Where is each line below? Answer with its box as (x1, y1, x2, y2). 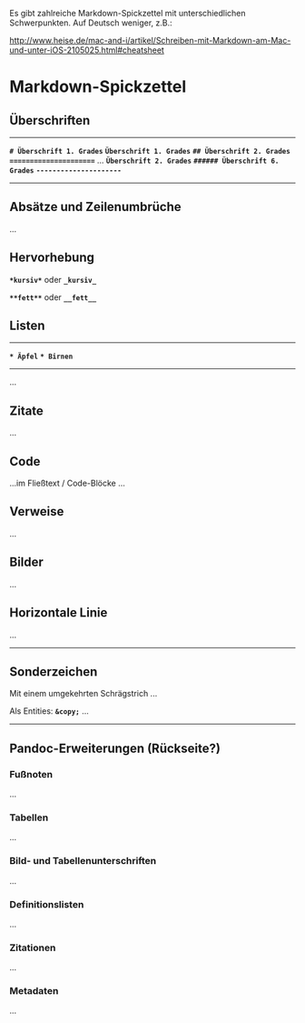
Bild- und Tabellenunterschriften (9, 855, 157, 868)
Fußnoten (9, 767, 53, 780)
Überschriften (9, 113, 91, 128)
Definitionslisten (9, 898, 84, 910)
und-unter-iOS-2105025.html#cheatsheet (9, 45, 165, 55)
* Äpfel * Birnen (9, 352, 74, 362)
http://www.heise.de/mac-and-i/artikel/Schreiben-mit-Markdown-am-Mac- (9, 35, 291, 45)
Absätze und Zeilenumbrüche (9, 199, 182, 215)
